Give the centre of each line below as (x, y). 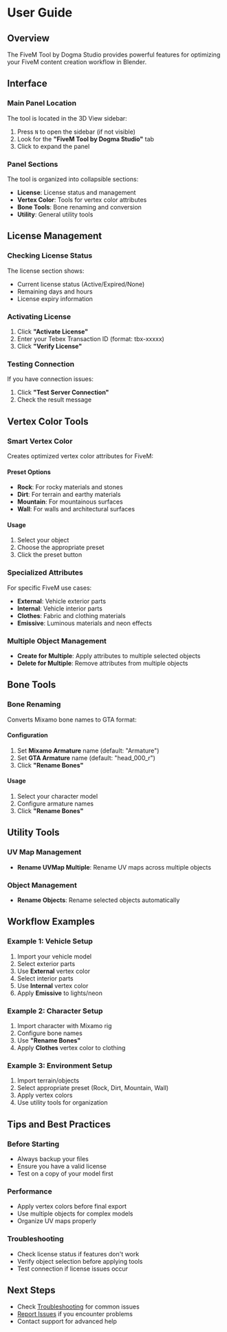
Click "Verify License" (50, 346)
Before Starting (33, 1144)
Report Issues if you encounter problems (75, 1314)
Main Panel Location (42, 103)
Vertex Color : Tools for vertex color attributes (82, 199)
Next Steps (31, 1290)
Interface (27, 84)
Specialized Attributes (45, 573)
